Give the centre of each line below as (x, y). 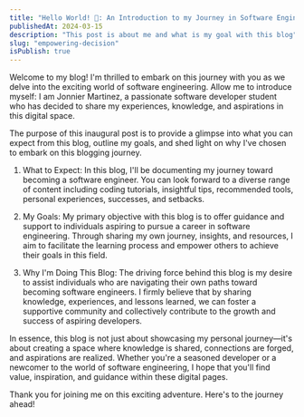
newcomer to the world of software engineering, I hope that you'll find (140, 367)
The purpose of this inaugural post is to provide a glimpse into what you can (151, 133)
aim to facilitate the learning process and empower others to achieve (150, 246)
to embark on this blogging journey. (76, 153)
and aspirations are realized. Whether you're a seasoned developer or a (143, 358)
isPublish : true (40, 52)
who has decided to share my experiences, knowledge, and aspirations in (147, 106)
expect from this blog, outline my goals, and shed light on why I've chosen (148, 143)
